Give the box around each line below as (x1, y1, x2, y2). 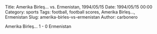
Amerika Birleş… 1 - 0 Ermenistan (5, 23, 72, 29)
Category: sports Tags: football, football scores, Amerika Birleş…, (5, 9, 136, 15)
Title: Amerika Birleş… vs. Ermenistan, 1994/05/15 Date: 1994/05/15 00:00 (5, 4, 153, 10)
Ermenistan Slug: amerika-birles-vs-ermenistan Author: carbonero (5, 14, 138, 20)
